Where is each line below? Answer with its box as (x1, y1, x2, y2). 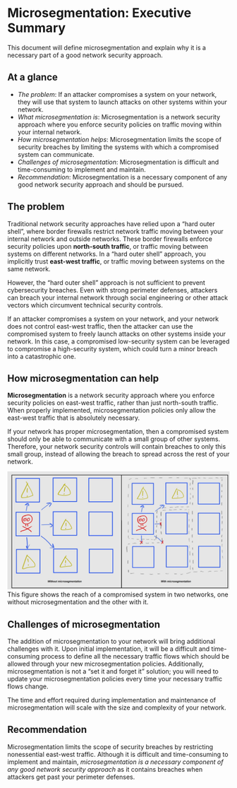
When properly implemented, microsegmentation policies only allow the (7, 406, 217, 415)
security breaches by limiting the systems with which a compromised (17, 143, 219, 151)
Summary (7, 20, 66, 36)
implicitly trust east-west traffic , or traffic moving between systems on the (7, 257, 225, 266)
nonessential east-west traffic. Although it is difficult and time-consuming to (7, 750, 229, 758)
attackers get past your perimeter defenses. (7, 772, 135, 781)
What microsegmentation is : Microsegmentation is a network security (17, 112, 221, 121)
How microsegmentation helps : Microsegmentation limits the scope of (17, 135, 222, 143)
